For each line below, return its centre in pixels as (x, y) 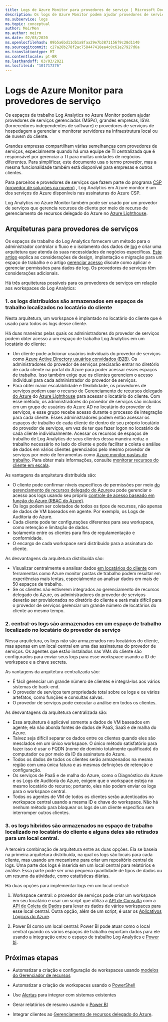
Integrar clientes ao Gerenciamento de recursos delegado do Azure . (82, 1014)
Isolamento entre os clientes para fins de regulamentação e (73, 533)
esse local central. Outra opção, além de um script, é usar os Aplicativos (87, 911)
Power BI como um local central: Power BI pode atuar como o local (81, 926)
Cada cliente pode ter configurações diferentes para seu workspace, (83, 522)
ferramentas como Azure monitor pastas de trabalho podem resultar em (86, 574)
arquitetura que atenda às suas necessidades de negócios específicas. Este (83, 251)
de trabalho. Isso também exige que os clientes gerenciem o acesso (83, 375)
